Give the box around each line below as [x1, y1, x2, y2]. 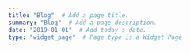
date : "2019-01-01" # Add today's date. [8, 26, 147, 34]
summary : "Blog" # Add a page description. [8, 19, 158, 26]
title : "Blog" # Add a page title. [8, 11, 129, 19]
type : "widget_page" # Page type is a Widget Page [8, 33, 182, 41]
